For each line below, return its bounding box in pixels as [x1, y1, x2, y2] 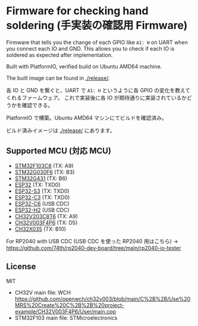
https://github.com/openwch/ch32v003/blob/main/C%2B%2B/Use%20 [14, 295, 191, 302]
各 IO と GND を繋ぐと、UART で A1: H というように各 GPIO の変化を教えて [6, 86, 191, 93]
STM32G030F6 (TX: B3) [14, 168, 75, 175]
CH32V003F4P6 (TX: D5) [14, 219, 78, 226]
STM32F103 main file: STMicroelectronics [14, 314, 118, 321]
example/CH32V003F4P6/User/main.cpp [14, 308, 116, 315]
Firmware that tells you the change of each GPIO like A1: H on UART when [6, 39, 188, 46]
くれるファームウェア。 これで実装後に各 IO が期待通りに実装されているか [6, 94, 187, 101]
